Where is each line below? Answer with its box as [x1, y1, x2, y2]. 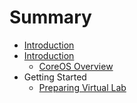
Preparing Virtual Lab [38, 81, 127, 93]
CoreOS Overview [38, 60, 114, 72]
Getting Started [23, 71, 87, 83]
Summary [9, 6, 92, 29]
